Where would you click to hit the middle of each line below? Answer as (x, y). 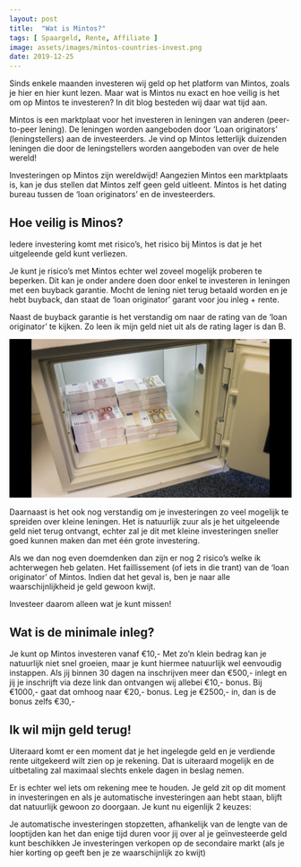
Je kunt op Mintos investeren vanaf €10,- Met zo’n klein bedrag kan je (138, 654)
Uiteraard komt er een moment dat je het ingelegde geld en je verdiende (142, 751)
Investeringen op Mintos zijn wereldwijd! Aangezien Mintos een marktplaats (149, 176)
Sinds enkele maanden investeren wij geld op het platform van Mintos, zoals (150, 83)
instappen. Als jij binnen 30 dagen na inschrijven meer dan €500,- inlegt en (148, 673)
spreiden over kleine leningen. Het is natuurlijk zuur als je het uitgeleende (145, 522)
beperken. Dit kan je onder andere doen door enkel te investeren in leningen (150, 280)
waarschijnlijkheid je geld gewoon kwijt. (82, 586)
